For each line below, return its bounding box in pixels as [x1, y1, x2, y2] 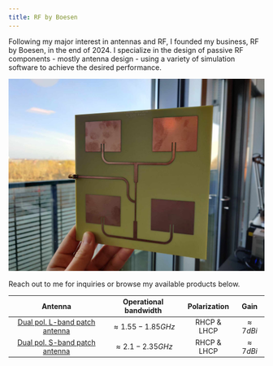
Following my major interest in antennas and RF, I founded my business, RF [8, 37, 260, 46]
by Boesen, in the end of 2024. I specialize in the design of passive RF [8, 45, 244, 54]
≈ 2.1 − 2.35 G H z [115, 342, 173, 351]
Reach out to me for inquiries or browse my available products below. [8, 279, 240, 289]
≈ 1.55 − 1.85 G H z [113, 321, 175, 331]
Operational [123, 297, 164, 307]
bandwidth [124, 306, 162, 316]
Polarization [187, 301, 230, 311]
